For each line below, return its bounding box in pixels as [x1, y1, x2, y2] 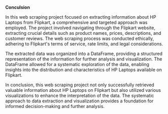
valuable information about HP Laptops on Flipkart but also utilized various [5, 87, 161, 93]
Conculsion [5, 5, 30, 10]
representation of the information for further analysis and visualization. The [5, 56, 162, 62]
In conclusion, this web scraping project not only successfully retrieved [5, 82, 155, 88]
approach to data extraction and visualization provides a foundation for [5, 98, 154, 104]
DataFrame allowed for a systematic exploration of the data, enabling [5, 62, 150, 67]
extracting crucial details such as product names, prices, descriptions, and [5, 30, 161, 36]
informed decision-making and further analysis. [5, 103, 105, 109]
